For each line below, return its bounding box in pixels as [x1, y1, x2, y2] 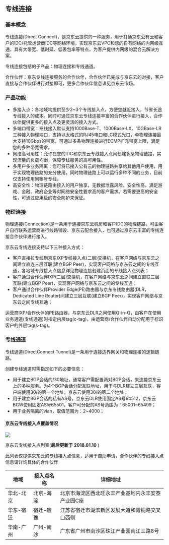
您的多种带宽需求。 [12, 144, 53, 150]
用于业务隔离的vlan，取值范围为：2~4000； [12, 408, 105, 414]
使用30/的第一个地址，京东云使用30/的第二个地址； [21, 389, 128, 395]
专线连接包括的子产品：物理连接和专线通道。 [5, 63, 98, 69]
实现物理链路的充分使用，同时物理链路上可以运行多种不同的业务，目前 [17, 169, 162, 175]
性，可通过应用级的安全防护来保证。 [12, 195, 88, 201]
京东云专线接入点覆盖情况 [5, 420, 58, 427]
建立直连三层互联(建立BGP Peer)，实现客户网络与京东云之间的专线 [17, 261, 155, 267]
